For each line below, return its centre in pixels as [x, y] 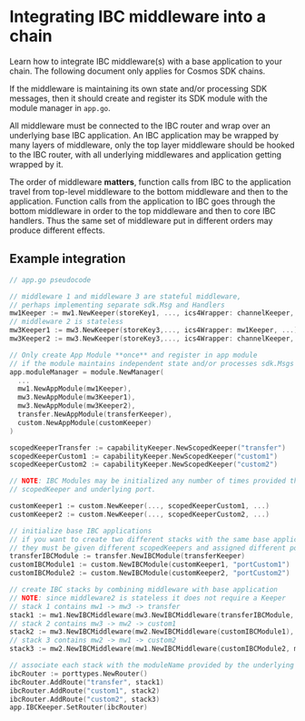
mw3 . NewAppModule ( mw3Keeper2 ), [77, 406]
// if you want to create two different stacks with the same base [140, 539]
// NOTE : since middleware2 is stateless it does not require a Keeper [148, 598]
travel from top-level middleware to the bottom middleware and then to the [149, 191]
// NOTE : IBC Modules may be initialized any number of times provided [148, 481]
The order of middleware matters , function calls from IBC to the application [151, 182]
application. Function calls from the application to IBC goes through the [143, 201]
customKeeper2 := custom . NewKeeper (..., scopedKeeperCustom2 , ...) [140, 514]
